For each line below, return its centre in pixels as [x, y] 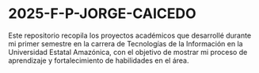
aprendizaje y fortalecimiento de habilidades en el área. [99, 60]
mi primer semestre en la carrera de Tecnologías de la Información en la [126, 43]
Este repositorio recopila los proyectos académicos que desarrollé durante [130, 35]
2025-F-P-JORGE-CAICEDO [102, 14]
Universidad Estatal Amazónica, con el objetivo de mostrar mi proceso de [128, 52]
